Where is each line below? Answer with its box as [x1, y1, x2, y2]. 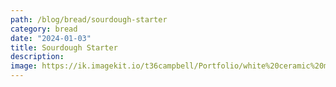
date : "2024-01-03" [10, 33, 92, 43]
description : [10, 52, 65, 62]
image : [10, 61, 38, 71]
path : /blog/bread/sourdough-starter [10, 14, 168, 25]
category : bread [10, 24, 78, 34]
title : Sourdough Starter [10, 42, 118, 53]
